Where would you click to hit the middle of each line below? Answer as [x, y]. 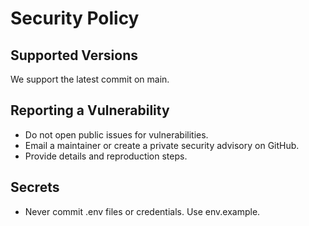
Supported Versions [74, 55]
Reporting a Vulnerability [90, 110]
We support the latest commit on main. [90, 79]
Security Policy [75, 18]
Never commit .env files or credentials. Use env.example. [142, 211]
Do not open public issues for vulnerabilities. [116, 134]
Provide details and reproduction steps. [106, 156]
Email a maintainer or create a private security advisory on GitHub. [162, 145]
